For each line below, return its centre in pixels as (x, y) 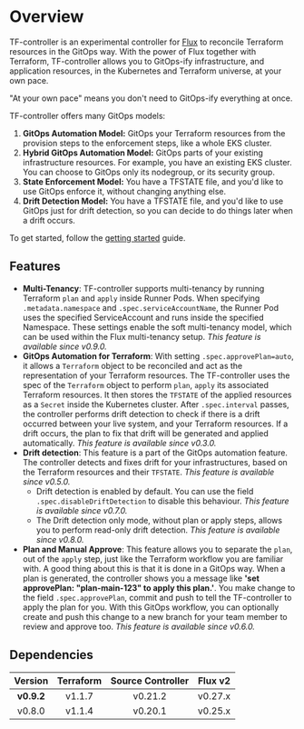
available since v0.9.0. (64, 346)
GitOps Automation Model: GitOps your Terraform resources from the (154, 133)
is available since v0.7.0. (82, 510)
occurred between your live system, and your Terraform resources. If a (155, 424)
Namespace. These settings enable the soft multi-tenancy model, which (157, 327)
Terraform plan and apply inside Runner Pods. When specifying (141, 298)
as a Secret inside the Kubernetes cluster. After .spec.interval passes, (156, 404)
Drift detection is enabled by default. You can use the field (145, 491)
